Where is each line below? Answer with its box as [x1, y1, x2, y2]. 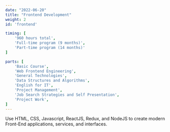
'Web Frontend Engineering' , [14, 68, 76, 74]
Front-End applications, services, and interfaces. [5, 121, 107, 127]
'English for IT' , [14, 83, 53, 88]
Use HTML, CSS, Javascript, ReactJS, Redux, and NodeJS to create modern [5, 116, 165, 122]
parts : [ [5, 59, 24, 64]
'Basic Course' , [14, 64, 49, 69]
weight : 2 [5, 17, 26, 22]
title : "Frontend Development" [5, 12, 72, 17]
